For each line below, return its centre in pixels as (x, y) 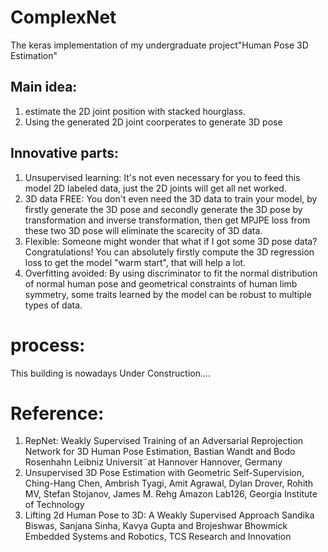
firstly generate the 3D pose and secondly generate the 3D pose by (163, 209)
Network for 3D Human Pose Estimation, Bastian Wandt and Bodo (160, 452)
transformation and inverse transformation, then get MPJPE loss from (167, 220)
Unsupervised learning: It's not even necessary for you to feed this (162, 177)
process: (48, 345)
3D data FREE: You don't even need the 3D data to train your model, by (171, 198)
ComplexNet (63, 17)
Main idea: (44, 87)
